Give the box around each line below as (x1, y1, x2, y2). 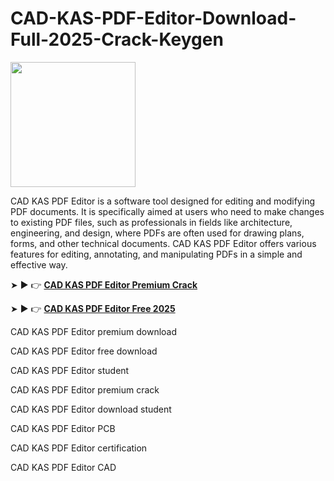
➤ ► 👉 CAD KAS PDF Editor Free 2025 (10, 302, 176, 314)
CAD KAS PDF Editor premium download (10, 325, 178, 337)
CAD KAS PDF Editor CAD (10, 461, 117, 473)
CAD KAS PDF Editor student (10, 364, 130, 376)
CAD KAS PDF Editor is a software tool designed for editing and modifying (10, 195, 315, 207)
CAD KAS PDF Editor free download (10, 345, 158, 357)
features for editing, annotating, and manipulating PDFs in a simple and (10, 248, 303, 260)
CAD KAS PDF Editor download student (10, 403, 172, 415)
